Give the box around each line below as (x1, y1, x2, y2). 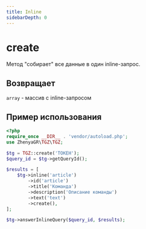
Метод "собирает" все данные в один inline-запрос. (6, 61, 141, 68)
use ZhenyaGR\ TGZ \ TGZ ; (6, 139, 63, 145)
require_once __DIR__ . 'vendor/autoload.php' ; (6, 133, 129, 139)
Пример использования (6, 111, 102, 122)
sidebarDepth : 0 (6, 15, 47, 21)
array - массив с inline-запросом (6, 95, 92, 102)
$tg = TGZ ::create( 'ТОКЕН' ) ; (6, 150, 80, 156)
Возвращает (6, 78, 56, 88)
